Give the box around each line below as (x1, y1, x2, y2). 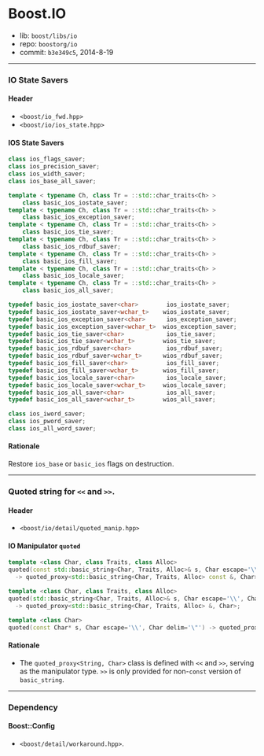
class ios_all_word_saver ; (8, 425, 97, 433)
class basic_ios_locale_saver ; (22, 272, 125, 280)
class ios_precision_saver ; (8, 163, 101, 171)
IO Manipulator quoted (8, 540, 81, 551)
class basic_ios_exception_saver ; (22, 213, 135, 221)
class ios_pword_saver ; (8, 418, 86, 426)
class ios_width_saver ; (8, 170, 86, 178)
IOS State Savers (8, 138, 64, 147)
